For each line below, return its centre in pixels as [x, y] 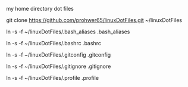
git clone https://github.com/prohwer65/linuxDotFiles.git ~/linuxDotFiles [94, 20]
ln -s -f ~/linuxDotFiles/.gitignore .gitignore [59, 66]
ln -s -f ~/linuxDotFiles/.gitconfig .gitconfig [59, 55]
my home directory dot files [40, 9]
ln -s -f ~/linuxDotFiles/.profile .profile [53, 78]
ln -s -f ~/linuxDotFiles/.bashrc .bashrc [54, 43]
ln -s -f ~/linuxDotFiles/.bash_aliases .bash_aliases [68, 32]
